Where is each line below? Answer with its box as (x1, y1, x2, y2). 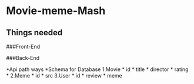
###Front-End (6, 43, 41, 50)
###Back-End (6, 55, 40, 61)
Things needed (6, 28, 63, 38)
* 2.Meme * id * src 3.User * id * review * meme (6, 72, 122, 79)
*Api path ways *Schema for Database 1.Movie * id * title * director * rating (6, 66, 189, 73)
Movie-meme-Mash (6, 4, 106, 18)
